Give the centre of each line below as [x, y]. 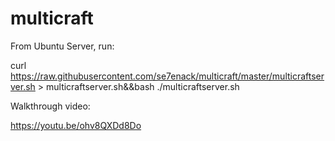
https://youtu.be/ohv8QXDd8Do [76, 125]
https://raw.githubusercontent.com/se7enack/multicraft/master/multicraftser [167, 76]
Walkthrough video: [50, 106]
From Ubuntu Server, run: [62, 46]
